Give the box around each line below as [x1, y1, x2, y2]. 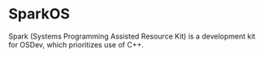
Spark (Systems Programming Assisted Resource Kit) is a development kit [8, 31, 256, 41]
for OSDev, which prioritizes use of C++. [8, 39, 145, 49]
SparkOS [8, 5, 71, 23]
